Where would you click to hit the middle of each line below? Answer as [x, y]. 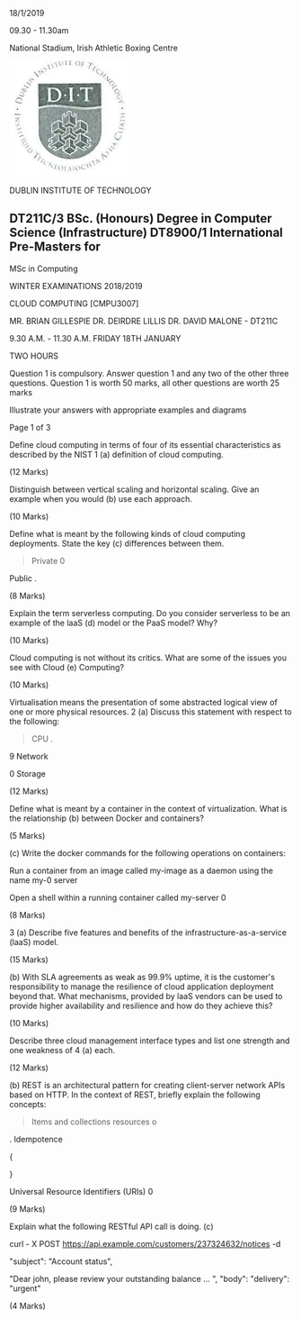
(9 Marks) [27, 1209]
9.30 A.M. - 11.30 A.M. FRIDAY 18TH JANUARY [95, 338]
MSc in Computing [44, 268]
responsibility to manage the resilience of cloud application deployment [142, 987]
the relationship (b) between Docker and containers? [107, 818]
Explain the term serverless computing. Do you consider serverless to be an [150, 613]
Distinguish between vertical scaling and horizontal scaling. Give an [134, 489]
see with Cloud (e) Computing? [66, 667]
